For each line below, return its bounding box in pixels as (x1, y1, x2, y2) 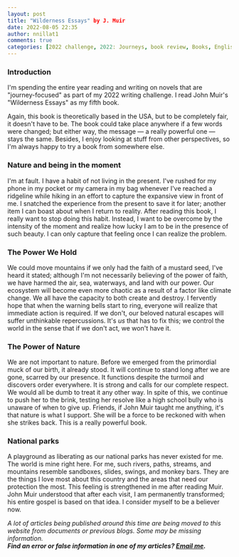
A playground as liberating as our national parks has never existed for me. (7, 452, 224, 461)
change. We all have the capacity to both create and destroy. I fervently (7, 293, 217, 302)
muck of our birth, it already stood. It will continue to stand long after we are (7, 365, 230, 374)
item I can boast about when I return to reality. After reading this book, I (7, 207, 217, 215)
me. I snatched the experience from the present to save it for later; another (7, 199, 226, 207)
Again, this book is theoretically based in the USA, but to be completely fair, (7, 112, 229, 121)
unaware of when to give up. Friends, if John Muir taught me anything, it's (7, 403, 224, 412)
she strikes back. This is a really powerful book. (7, 418, 147, 427)
